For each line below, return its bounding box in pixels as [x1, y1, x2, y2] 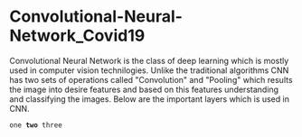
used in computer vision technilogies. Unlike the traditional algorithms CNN [9, 65, 289, 76]
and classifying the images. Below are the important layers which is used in [9, 93, 289, 105]
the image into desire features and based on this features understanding [9, 84, 278, 95]
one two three [9, 120, 63, 130]
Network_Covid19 [9, 25, 146, 46]
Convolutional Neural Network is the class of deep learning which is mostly [9, 55, 289, 66]
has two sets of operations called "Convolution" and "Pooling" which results [9, 74, 293, 85]
